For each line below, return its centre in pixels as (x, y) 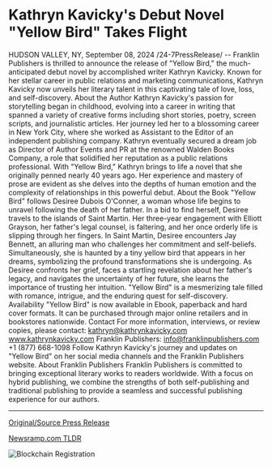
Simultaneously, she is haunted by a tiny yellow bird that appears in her (127, 252)
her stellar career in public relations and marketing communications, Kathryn (136, 80)
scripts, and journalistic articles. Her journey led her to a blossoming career (134, 123)
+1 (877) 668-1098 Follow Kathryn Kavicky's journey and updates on (123, 347)
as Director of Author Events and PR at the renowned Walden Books (121, 149)
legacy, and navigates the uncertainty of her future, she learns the (119, 278)
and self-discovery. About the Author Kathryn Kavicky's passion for (121, 97)
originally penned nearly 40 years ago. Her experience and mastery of (126, 175)
